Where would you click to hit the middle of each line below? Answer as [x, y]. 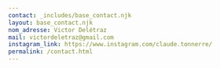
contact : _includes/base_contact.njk [70, 15]
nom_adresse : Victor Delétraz [58, 30]
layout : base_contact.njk [50, 23]
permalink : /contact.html [50, 52]
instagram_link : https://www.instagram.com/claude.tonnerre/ [110, 45]
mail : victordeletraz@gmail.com [61, 37]
